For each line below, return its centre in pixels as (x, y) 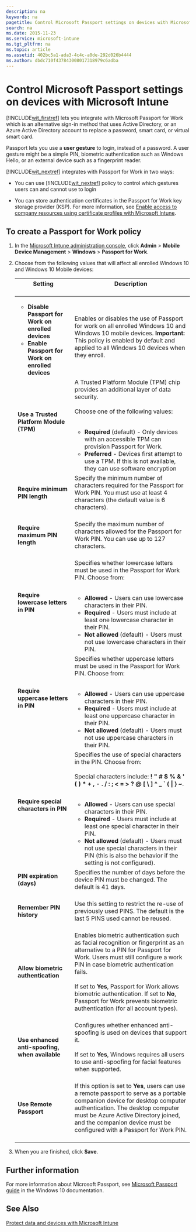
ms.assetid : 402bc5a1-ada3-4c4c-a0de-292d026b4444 (69, 55)
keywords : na (22, 17)
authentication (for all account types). (126, 1008)
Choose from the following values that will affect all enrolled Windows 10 (102, 263)
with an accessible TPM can (123, 440)
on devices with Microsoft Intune (87, 102)
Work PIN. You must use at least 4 (121, 493)
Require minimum (43, 489)
